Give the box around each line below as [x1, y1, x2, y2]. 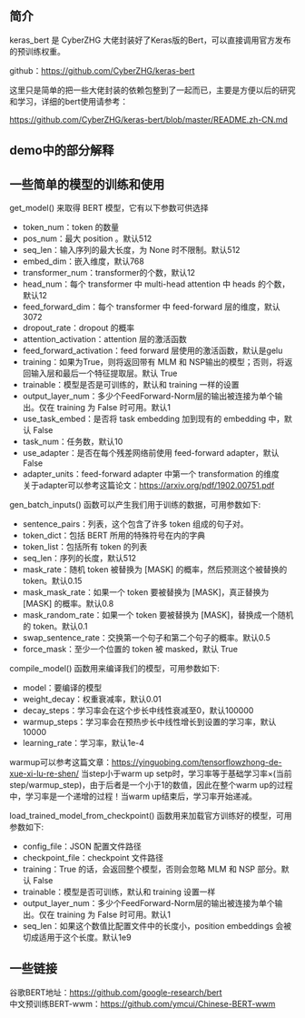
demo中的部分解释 [9, 143, 114, 158]
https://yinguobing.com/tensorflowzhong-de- [111, 757, 282, 768]
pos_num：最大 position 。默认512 [22, 233, 152, 244]
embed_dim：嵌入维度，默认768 [22, 256, 145, 267]
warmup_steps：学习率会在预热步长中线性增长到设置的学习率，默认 [22, 717, 277, 728]
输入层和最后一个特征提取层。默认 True [30, 368, 178, 379]
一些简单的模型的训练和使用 [9, 176, 165, 192]
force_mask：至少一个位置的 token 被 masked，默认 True [22, 644, 239, 655]
